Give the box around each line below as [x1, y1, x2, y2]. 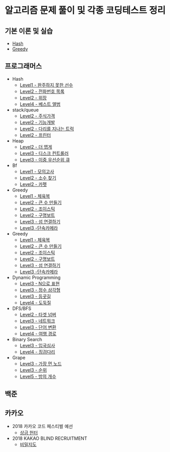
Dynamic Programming [12, 274, 61, 280]
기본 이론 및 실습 [5, 27, 53, 35]
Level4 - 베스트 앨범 [19, 101, 61, 107]
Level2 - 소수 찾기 [19, 175, 57, 181]
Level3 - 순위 [19, 367, 47, 373]
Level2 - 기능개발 [19, 119, 55, 125]
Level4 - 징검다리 [19, 348, 56, 355]
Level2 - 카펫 [19, 181, 47, 187]
